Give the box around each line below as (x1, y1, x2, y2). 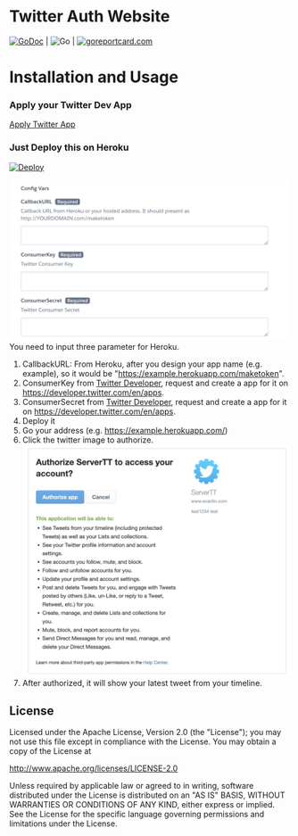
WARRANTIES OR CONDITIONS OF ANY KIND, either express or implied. (9, 799, 275, 810)
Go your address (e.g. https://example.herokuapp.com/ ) (21, 426, 228, 436)
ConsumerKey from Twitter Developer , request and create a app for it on (21, 377, 288, 389)
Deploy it (21, 416, 55, 426)
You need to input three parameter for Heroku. (9, 342, 180, 352)
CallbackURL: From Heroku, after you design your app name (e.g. (21, 359, 263, 369)
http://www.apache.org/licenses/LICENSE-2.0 (9, 763, 178, 774)
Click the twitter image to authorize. (21, 435, 154, 445)
